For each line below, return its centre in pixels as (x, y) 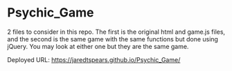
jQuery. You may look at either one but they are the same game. (98, 46)
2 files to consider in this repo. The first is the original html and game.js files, (116, 32)
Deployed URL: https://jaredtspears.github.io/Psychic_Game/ (94, 59)
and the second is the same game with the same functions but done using (113, 39)
